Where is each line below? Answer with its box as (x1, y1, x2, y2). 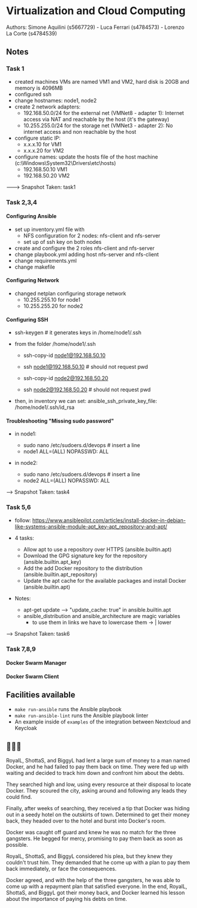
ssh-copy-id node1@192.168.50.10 (23, 352, 106, 359)
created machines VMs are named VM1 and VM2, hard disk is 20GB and (14, 78, 189, 85)
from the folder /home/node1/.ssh (14, 341, 96, 348)
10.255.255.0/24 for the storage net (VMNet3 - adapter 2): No (23, 122, 173, 129)
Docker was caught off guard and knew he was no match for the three (6, 829, 176, 836)
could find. (6, 794, 32, 801)
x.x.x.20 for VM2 (23, 147, 65, 154)
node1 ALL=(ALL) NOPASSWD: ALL (23, 448, 109, 455)
